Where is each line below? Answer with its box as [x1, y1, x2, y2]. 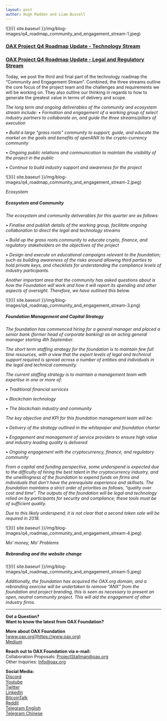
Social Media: [5, 668, 34, 674]
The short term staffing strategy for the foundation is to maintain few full [5, 346, 154, 352]
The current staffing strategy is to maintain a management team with [5, 371, 147, 377]
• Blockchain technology [5, 396, 56, 401]
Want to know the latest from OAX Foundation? [5, 618, 104, 625]
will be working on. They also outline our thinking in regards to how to [5, 89, 148, 95]
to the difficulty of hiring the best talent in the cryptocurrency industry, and [5, 469, 159, 475]
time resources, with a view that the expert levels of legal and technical [5, 351, 151, 357]
